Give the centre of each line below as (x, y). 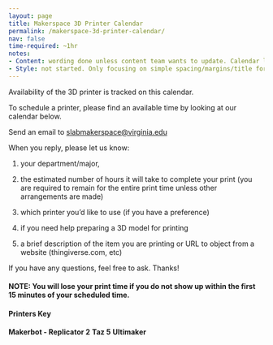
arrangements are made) (62, 196)
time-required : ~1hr (43, 46)
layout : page (30, 16)
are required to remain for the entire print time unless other (119, 188)
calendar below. (35, 116)
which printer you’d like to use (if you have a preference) (115, 212)
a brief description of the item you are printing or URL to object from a (137, 244)
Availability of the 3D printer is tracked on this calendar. (101, 92)
